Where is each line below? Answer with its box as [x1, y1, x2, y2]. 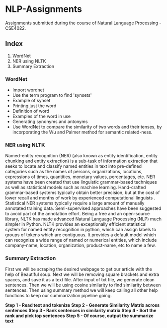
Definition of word [12, 108, 50, 114]
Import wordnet [12, 87, 45, 93]
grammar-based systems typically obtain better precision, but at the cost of [5, 190, 160, 196]
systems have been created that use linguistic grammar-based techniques [5, 179, 158, 185]
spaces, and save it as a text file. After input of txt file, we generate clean [5, 276, 155, 282]
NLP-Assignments [5, 3, 82, 15]
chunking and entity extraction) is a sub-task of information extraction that [5, 158, 158, 164]
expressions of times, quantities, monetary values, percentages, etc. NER [5, 174, 156, 180]
